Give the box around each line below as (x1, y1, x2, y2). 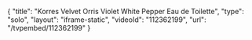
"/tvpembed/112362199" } (7, 24, 91, 32)
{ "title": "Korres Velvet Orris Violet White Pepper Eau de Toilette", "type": (7, 7, 244, 16)
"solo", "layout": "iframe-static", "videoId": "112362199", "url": (7, 15, 206, 24)
